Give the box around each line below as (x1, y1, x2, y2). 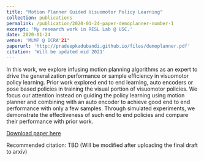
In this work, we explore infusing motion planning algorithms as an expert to (6, 66, 198, 73)
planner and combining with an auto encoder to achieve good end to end (6, 98, 191, 105)
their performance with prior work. (6, 118, 94, 125)
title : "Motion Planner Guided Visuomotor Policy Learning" (6, 9, 164, 15)
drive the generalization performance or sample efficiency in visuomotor (6, 72, 189, 80)
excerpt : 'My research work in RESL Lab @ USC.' (6, 26, 133, 32)
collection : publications (6, 15, 72, 21)
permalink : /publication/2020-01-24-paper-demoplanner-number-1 (6, 20, 174, 26)
